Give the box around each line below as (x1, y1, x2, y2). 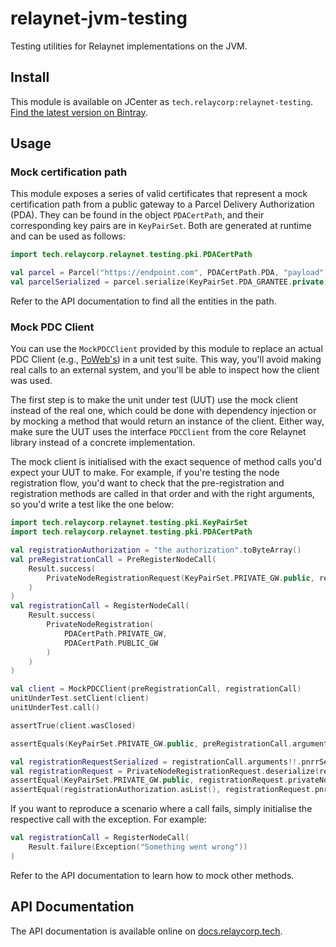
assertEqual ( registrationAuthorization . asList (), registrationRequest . (10, 785, 315, 795)
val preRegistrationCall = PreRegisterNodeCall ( (10, 554, 217, 564)
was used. (10, 375, 53, 387)
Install (10, 69, 50, 86)
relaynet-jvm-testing (10, 7, 188, 30)
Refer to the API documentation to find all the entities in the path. (10, 295, 277, 307)
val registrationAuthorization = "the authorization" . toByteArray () (10, 545, 302, 556)
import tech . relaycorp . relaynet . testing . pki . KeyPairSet (10, 518, 248, 528)
